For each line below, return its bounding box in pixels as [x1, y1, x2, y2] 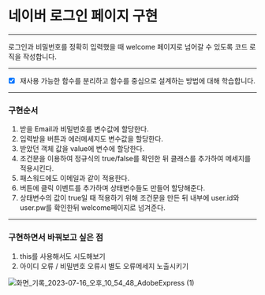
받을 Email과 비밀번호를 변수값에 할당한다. [19, 124, 149, 134]
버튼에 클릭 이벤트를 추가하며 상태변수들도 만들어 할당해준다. [19, 183, 206, 193]
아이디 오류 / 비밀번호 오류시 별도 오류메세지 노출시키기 [19, 261, 189, 271]
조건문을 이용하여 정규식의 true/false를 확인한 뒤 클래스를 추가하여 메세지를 [19, 154, 251, 164]
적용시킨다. [19, 164, 54, 173]
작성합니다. [22, 52, 58, 61]
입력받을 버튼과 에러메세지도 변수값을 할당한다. [19, 135, 164, 144]
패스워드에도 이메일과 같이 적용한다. [19, 174, 130, 183]
